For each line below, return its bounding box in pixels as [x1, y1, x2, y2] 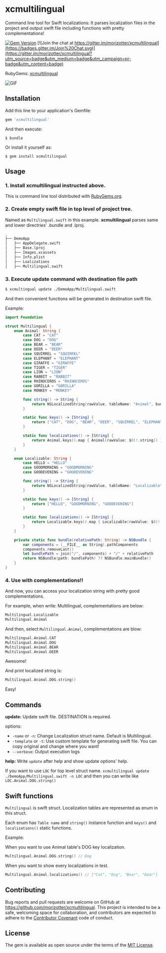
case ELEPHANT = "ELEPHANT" [23, 356, 81, 361]
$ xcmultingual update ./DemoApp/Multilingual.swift [5, 287, 116, 292]
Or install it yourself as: [5, 144, 52, 150]
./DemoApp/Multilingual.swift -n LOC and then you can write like [5, 773, 139, 779]
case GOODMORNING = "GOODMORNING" [23, 465, 94, 470]
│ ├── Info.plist [5, 255, 45, 260]
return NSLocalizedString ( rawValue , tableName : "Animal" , [31, 401, 154, 406]
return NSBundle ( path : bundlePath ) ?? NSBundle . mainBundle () [23, 556, 152, 561]
